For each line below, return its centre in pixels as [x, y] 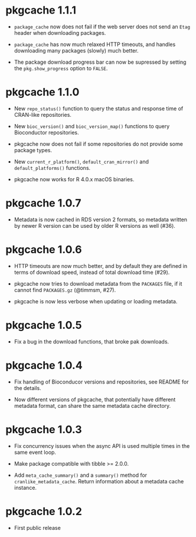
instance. [25, 487]
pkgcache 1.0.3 [44, 429]
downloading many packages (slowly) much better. [76, 50]
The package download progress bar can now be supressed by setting [100, 62]
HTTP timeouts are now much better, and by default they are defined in [101, 266]
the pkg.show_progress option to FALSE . [61, 68]
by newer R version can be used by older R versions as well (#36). [94, 225]
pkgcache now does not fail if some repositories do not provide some [99, 144]
